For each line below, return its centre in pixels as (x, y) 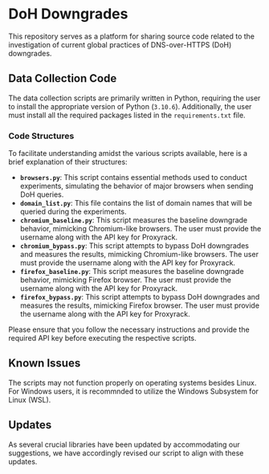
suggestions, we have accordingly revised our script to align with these (126, 453)
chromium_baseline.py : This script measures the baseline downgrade (134, 220)
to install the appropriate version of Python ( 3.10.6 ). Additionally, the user (130, 106)
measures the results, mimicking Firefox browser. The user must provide (139, 305)
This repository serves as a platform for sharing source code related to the (132, 36)
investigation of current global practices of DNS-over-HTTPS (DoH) (120, 44)
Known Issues (45, 364)
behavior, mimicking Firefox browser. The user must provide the (125, 280)
